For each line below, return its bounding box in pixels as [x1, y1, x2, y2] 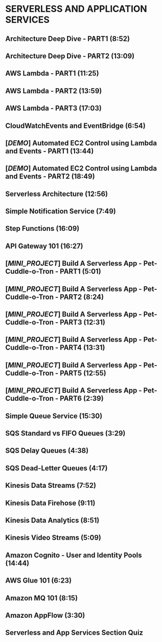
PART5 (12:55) [59, 369, 106, 377]
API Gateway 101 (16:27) [5, 242, 83, 250]
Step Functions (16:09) [5, 224, 80, 233]
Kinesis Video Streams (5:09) [5, 533, 101, 542]
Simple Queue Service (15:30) [5, 412, 103, 420]
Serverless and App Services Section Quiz [5, 628, 144, 637]
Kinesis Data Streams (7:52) [5, 481, 96, 490]
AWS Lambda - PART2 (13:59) [5, 87, 102, 95]
